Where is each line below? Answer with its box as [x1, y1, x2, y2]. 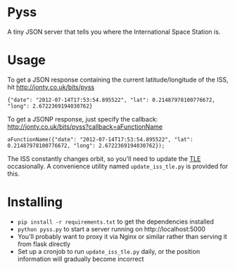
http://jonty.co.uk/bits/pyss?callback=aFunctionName [7, 122, 163, 131]
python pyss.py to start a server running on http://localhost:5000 [17, 224, 206, 233]
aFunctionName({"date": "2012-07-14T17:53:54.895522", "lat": [7, 136, 193, 143]
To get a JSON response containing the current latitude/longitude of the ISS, [7, 75, 229, 84]
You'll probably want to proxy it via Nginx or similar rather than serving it [17, 232, 227, 240]
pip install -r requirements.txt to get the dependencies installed [17, 217, 215, 226]
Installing [7, 194, 63, 210]
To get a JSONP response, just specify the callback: [7, 115, 158, 123]
